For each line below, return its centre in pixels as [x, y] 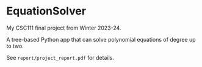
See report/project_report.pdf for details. [60, 57]
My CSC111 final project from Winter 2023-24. [64, 28]
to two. [15, 46]
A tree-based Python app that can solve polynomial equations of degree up [101, 39]
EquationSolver [46, 11]
